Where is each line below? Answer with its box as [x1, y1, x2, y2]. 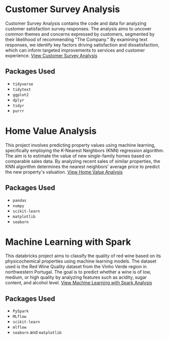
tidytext [12, 87, 31, 92]
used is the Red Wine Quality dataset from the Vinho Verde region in [5, 264, 147, 270]
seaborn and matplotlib [12, 329, 62, 335]
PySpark [12, 309, 29, 314]
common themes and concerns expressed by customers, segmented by [5, 31, 155, 37]
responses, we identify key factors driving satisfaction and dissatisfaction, [5, 41, 160, 48]
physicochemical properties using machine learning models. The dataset [5, 258, 156, 264]
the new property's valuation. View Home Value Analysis [5, 168, 123, 175]
